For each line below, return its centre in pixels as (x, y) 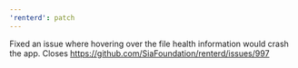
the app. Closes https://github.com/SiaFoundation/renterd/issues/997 (139, 53)
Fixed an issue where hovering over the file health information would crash (149, 44)
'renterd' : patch (42, 18)
